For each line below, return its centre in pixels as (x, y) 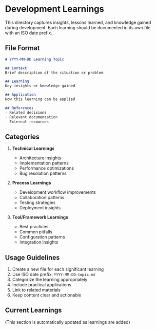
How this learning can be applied (40, 99)
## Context (16, 68)
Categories (22, 137)
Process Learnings (31, 183)
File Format (22, 48)
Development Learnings (55, 9)
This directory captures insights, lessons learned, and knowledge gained (78, 22)
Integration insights (39, 242)
